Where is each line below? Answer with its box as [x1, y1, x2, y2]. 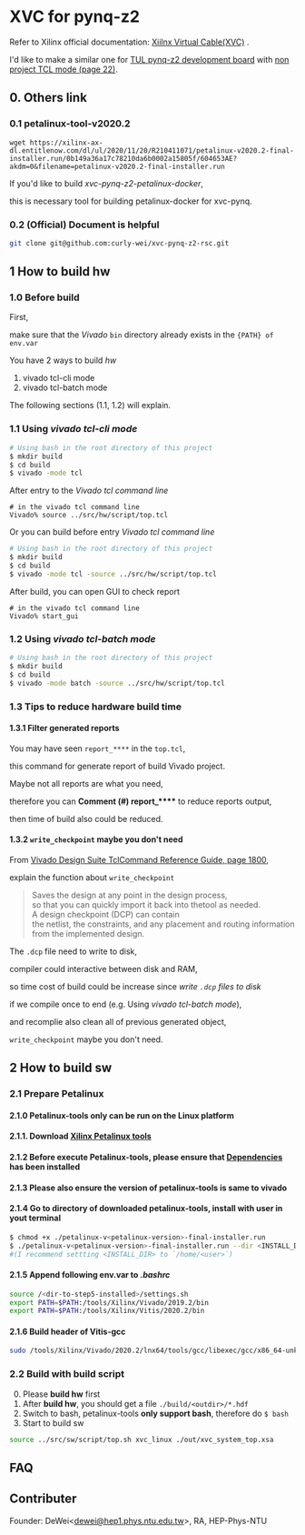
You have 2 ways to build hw [9, 355, 117, 366]
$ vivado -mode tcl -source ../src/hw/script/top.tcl [9, 569, 218, 578]
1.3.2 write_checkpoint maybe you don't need [9, 834, 183, 845]
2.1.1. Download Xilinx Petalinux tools [9, 1130, 152, 1142]
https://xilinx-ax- [29, 138, 103, 147]
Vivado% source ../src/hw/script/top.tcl [9, 511, 169, 520]
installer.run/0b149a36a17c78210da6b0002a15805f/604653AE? [9, 154, 238, 163]
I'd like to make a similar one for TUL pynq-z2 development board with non [9, 54, 290, 65]
